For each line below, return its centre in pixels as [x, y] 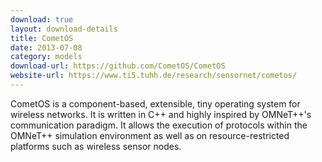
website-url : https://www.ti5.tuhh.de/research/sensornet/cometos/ [154, 76]
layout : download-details [64, 29]
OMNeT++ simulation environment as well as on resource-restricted [150, 135]
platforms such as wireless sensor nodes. [96, 146]
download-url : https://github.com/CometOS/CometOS [118, 66]
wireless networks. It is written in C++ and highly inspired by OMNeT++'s [161, 114]
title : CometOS [42, 38]
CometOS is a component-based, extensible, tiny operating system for [155, 103]
